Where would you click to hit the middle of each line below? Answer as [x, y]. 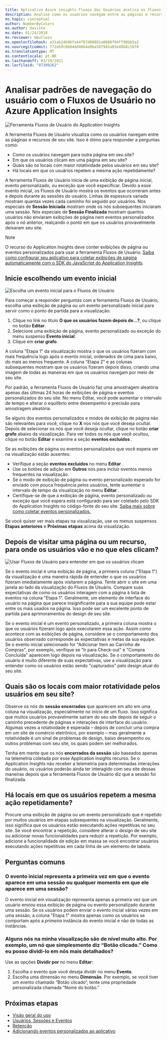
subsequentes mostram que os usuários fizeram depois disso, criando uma [82, 367]
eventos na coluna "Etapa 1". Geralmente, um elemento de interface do [78, 598]
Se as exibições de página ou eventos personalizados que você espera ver [82, 449]
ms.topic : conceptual [28, 19]
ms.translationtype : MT [30, 51]
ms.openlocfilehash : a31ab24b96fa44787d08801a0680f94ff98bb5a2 [72, 42]
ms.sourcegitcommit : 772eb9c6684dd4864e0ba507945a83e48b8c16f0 [72, 47]
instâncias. [16, 926]
